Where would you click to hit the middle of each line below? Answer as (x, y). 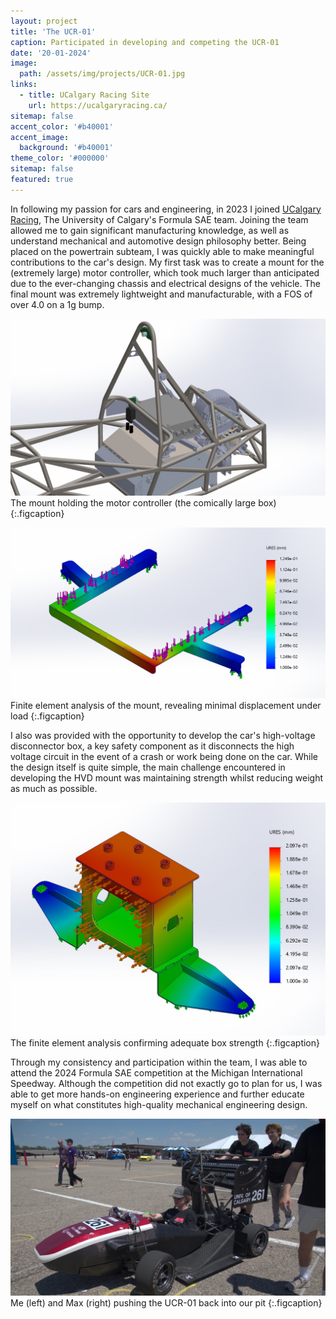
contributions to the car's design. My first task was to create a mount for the (167, 262)
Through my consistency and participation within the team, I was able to (159, 1062)
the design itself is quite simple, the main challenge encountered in (148, 767)
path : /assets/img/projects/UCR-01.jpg (102, 74)
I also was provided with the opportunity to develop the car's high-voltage (163, 736)
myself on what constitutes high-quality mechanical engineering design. (159, 1104)
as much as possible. (54, 789)
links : (24, 85)
